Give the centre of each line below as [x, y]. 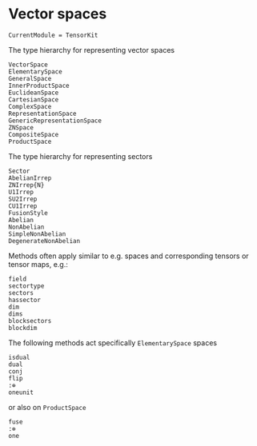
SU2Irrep [23, 199]
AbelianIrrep [30, 178]
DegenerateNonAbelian [44, 241]
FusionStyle [28, 213]
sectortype [26, 286]
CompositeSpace [34, 134]
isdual [19, 357]
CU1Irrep [23, 206]
